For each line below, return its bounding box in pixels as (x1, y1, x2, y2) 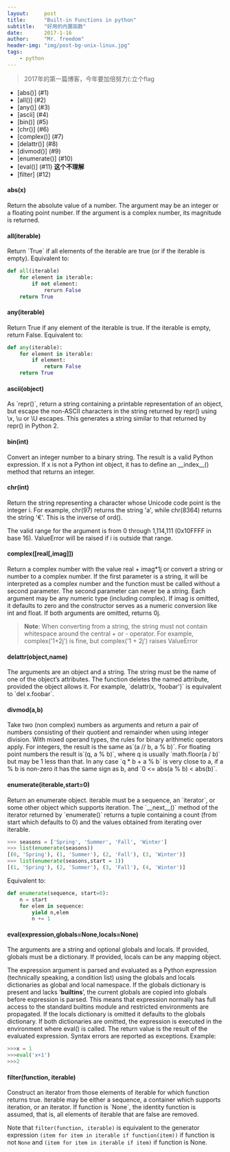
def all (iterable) (7, 268, 60, 275)
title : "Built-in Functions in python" (7, 17, 137, 23)
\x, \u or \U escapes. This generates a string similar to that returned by (7, 415, 207, 423)
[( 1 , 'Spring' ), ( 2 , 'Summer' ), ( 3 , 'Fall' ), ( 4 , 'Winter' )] (7, 864, 186, 871)
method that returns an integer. (7, 468, 95, 476)
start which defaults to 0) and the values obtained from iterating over (7, 817, 203, 826)
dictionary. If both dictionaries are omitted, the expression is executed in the (7, 1017, 222, 1026)
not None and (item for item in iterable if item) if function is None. (7, 1138, 207, 1146)
